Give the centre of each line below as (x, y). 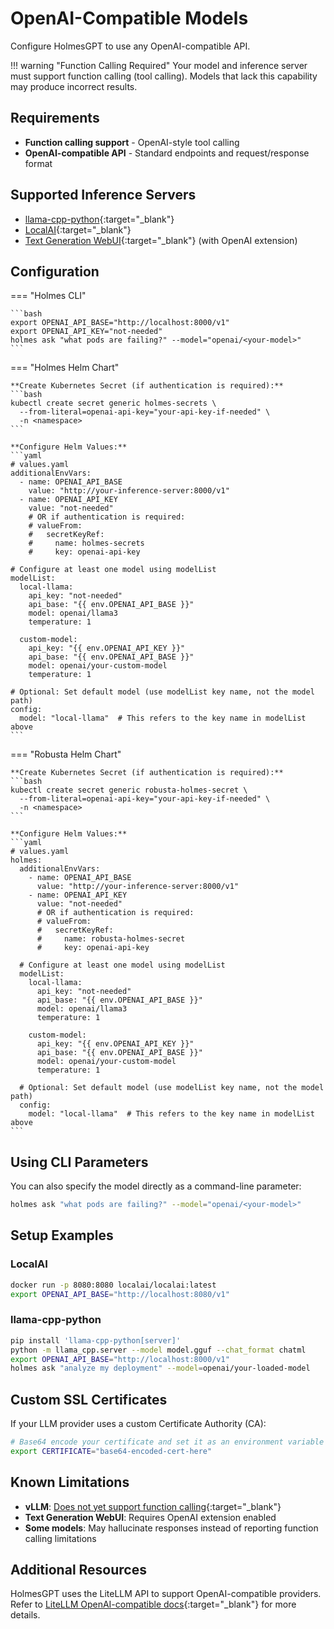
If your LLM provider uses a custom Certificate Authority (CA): (138, 1424)
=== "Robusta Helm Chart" (66, 754)
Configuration (55, 271)
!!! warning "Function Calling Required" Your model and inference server (159, 65)
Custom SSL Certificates (89, 1399)
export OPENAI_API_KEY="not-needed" (86, 332)
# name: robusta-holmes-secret (111, 939)
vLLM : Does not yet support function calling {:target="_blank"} (153, 1506)
